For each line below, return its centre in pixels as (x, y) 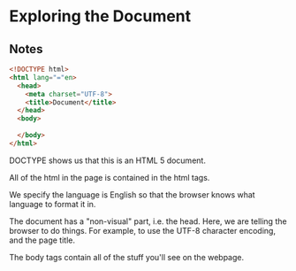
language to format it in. (53, 204)
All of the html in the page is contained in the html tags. (110, 177)
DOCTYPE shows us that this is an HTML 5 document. (107, 160)
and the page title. (42, 240)
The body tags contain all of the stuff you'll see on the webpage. (127, 257)
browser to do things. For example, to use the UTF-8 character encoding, (143, 230)
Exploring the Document (100, 16)
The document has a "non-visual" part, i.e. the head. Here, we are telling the (148, 221)
